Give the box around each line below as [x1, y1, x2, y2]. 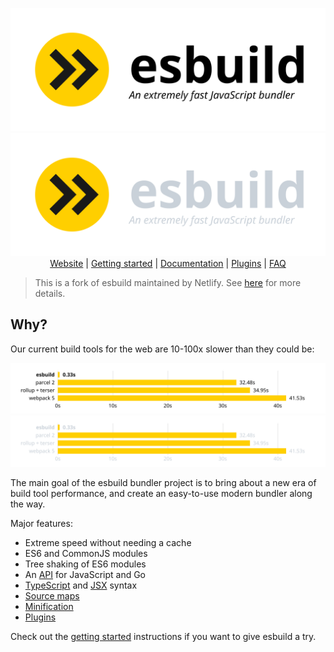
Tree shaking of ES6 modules [24, 558, 147, 570]
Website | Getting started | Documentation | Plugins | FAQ [49, 257, 287, 269]
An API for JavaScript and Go [24, 568, 147, 580]
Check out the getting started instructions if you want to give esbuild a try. [10, 630, 317, 642]
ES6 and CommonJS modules [24, 547, 148, 559]
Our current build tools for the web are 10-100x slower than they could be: [10, 343, 315, 355]
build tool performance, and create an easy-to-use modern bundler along [10, 487, 313, 499]
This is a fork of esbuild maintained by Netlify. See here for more [34, 276, 302, 288]
